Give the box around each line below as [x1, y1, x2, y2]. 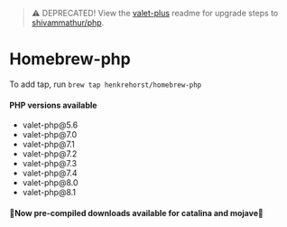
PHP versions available [9, 99, 97, 110]
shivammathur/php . [31, 17, 105, 28]
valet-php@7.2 [22, 148, 78, 159]
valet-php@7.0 [22, 129, 78, 140]
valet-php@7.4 [22, 167, 78, 179]
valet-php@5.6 [22, 119, 79, 130]
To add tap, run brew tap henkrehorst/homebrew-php [9, 79, 202, 90]
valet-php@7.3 [22, 158, 78, 169]
